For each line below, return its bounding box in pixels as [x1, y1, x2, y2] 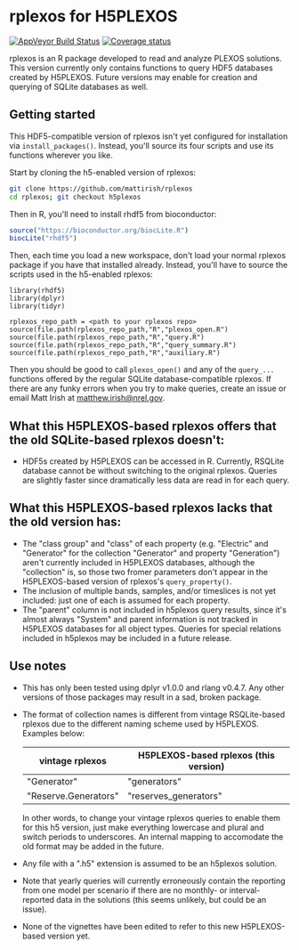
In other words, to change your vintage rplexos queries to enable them [21, 812, 281, 823]
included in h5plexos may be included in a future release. [21, 632, 232, 643]
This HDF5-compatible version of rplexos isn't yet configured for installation [9, 131, 288, 142]
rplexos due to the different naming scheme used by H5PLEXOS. [21, 719, 260, 729]
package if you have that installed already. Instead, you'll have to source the [9, 260, 288, 271]
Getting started [9, 107, 96, 122]
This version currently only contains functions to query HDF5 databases [9, 62, 273, 73]
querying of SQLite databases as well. [9, 81, 149, 92]
